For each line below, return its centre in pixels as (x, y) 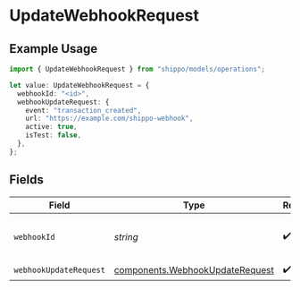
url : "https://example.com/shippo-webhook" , (109, 119)
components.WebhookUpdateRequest (194, 270)
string (126, 236)
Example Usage (54, 49)
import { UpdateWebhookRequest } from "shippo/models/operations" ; (137, 69)
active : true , (51, 127)
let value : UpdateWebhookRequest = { (79, 85)
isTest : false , (54, 135)
